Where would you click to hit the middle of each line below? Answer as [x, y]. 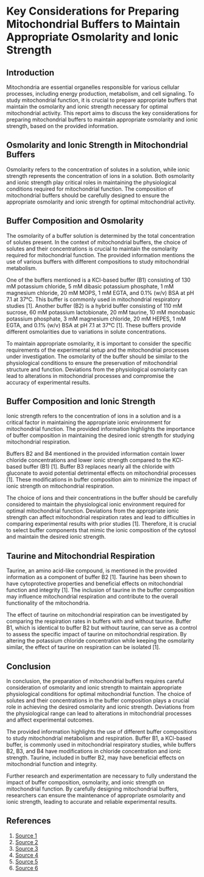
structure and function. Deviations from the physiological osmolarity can [97, 369]
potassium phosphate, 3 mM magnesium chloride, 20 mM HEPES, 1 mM [96, 319]
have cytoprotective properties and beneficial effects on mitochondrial [95, 584]
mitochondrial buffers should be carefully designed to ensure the [88, 195]
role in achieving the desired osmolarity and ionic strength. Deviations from [100, 707]
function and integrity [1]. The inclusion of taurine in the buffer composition [100, 590]
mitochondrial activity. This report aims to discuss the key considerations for [102, 113]
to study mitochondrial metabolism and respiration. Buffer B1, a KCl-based [99, 738]
